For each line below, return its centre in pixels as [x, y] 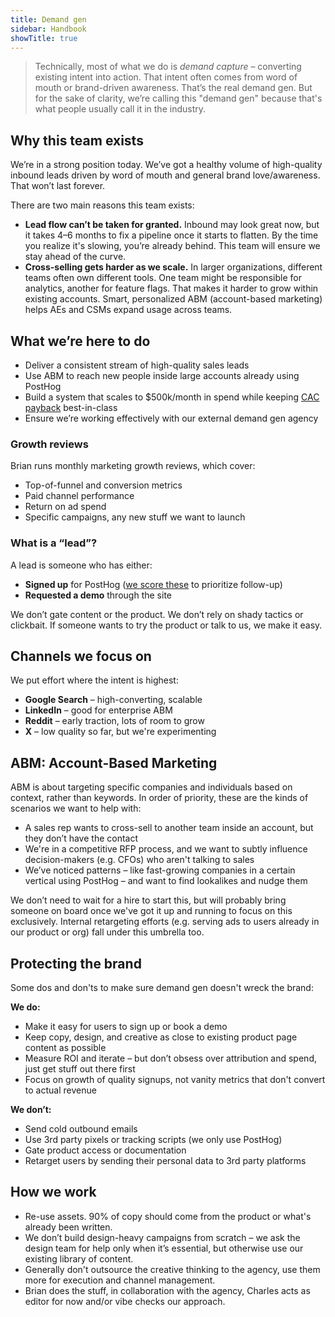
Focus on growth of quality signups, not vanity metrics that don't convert [175, 1080]
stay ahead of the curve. [75, 257]
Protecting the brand [76, 963]
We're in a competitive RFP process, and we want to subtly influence [166, 849]
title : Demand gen [48, 19]
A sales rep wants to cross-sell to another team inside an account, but [169, 828]
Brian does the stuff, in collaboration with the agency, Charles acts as [167, 1290]
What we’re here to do [80, 341]
